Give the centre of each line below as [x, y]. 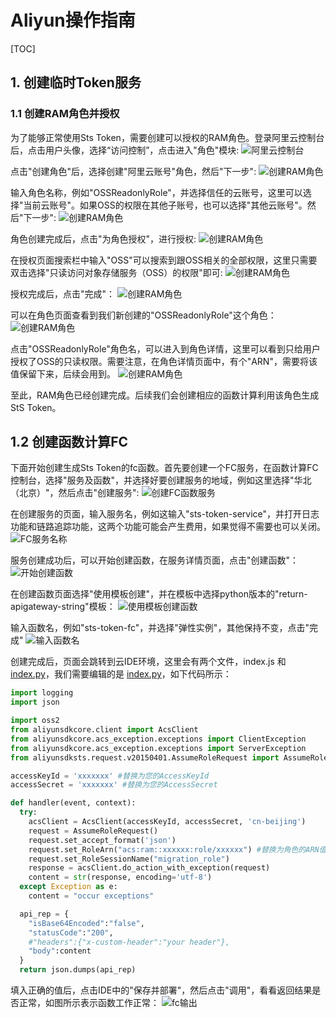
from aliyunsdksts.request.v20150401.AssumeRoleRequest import [145, 757]
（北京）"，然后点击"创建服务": [75, 493]
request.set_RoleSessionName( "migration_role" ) [129, 859]
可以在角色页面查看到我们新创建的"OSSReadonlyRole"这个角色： [143, 315]
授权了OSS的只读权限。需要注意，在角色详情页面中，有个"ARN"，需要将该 [164, 361]
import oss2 [35, 721]
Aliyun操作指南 [73, 20]
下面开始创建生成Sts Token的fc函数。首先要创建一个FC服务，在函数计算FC [164, 468]
